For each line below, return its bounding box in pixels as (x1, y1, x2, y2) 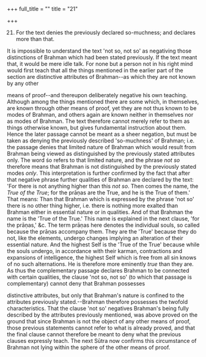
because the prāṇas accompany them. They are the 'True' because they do (7, 228, 197, 235)
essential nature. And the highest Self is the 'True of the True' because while (7, 241, 200, 248)
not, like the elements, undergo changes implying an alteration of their (7, 235, 184, 241)
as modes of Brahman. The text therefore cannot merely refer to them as (7, 117, 190, 125)
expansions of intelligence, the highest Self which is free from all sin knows (7, 254, 197, 261)
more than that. (15, 35, 54, 42)
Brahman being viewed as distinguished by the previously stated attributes (7, 150, 195, 157)
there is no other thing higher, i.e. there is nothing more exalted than (7, 202, 178, 209)
